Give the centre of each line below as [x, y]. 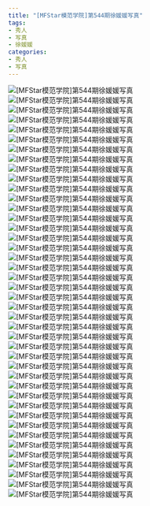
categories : [27, 52]
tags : [17, 23]
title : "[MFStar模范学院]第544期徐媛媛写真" [76, 15]
